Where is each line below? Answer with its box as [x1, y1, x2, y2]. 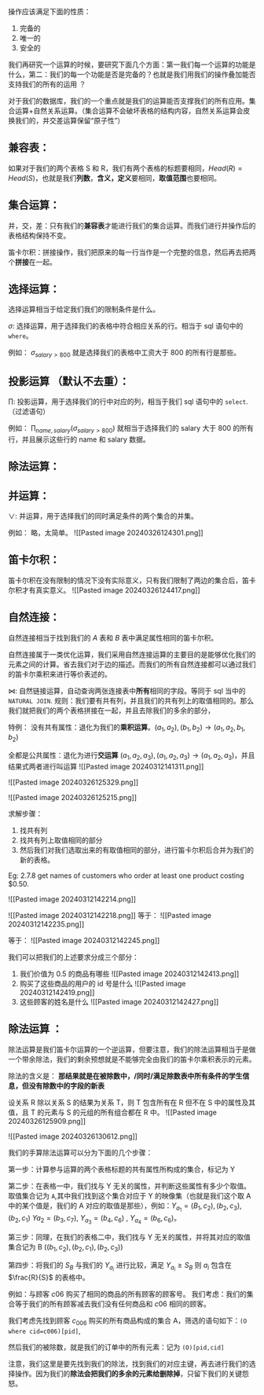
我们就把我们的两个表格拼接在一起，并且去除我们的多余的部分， [8, 706, 214, 715]
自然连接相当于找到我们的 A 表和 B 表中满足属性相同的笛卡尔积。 [8, 633, 218, 642]
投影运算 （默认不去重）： [8, 374, 130, 387]
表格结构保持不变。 [8, 230, 71, 240]
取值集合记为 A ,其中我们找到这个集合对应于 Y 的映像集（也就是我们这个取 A [8, 1191, 251, 1200]
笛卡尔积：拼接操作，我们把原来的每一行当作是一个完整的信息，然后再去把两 [8, 247, 256, 257]
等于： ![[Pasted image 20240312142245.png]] [8, 936, 160, 945]
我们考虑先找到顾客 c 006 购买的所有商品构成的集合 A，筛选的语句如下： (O [8, 1316, 247, 1327]
